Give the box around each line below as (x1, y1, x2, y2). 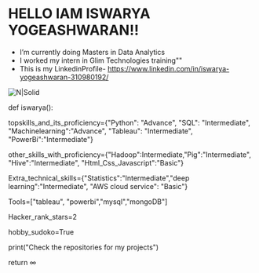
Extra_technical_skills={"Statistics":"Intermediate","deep (8, 173, 190, 183)
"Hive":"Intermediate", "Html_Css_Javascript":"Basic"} (8, 158, 184, 167)
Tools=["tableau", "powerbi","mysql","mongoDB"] (8, 197, 168, 206)
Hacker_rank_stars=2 (8, 212, 77, 221)
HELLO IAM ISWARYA (8, 5, 151, 23)
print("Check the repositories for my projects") (8, 242, 159, 252)
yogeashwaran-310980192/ (19, 72, 109, 82)
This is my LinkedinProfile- (19, 64, 106, 73)
